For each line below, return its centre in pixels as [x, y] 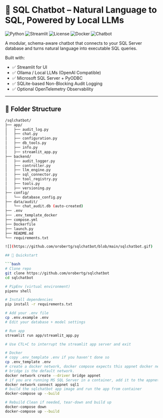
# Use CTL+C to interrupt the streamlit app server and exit [68, 344]
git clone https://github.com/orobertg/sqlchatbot [57, 273]
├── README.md [19, 233]
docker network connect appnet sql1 [42, 384]
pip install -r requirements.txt [39, 304]
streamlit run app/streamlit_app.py [42, 335]
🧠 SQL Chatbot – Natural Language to [81, 10]
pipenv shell [18, 291]
